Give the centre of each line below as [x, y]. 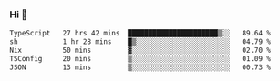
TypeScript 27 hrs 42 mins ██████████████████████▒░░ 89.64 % [140, 34]
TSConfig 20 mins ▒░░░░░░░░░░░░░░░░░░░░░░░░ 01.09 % [140, 58]
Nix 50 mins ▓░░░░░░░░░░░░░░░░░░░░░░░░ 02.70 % [140, 51]
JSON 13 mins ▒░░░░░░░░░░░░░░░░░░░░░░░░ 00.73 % [140, 67]
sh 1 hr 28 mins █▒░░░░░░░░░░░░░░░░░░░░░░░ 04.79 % [140, 42]
